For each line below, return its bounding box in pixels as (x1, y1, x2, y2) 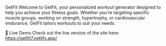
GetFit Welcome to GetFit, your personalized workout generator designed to (5, 4, 161, 10)
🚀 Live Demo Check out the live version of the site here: (5, 30, 120, 35)
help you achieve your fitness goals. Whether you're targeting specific (5, 9, 150, 15)
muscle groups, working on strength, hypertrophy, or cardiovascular (5, 15, 146, 20)
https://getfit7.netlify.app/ (5, 35, 57, 41)
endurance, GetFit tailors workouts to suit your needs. (5, 20, 116, 26)
